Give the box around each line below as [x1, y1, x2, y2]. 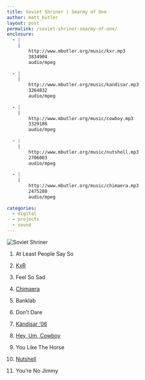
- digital [12, 211, 37, 217]
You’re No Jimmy [15, 367, 59, 374]
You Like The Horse [15, 343, 65, 350]
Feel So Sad [15, 273, 46, 280]
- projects [12, 217, 40, 223]
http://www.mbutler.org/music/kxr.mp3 [28, 48, 126, 54]
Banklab [15, 297, 36, 304]
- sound [12, 222, 32, 228]
